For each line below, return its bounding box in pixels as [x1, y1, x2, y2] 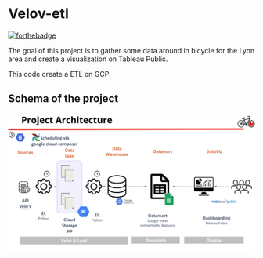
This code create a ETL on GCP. [8, 69, 111, 78]
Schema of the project [8, 92, 119, 106]
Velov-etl [8, 5, 69, 23]
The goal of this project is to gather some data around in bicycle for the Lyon [8, 45, 255, 55]
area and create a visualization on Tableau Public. [8, 54, 168, 64]
